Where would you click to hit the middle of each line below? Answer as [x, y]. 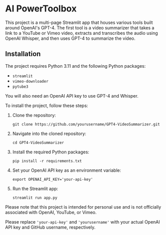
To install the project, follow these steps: [47, 106]
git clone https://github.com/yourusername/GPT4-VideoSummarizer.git [86, 124]
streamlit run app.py [35, 198]
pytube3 [20, 87]
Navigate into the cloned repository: [49, 133]
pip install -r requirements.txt [47, 161]
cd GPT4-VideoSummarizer [38, 142]
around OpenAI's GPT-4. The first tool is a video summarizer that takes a [80, 27]
